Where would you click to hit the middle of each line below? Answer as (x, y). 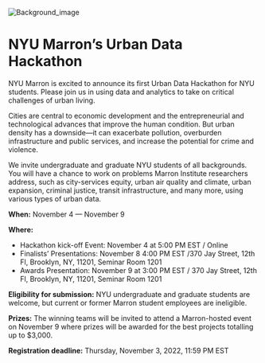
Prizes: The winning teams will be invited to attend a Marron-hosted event (130, 318)
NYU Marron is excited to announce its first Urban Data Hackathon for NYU (131, 83)
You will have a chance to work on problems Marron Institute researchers (128, 173)
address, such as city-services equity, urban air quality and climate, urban (130, 181)
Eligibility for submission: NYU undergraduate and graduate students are (129, 294)
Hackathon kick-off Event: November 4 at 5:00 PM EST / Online (124, 245)
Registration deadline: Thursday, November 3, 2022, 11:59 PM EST (119, 350)
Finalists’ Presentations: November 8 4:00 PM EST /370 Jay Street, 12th (137, 253)
